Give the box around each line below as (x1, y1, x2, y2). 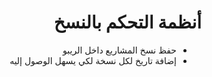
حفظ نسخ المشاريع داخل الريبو (62, 44, 177, 56)
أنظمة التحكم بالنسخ (53, 11, 202, 34)
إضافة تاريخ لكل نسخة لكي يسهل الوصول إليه (9, 54, 177, 66)
